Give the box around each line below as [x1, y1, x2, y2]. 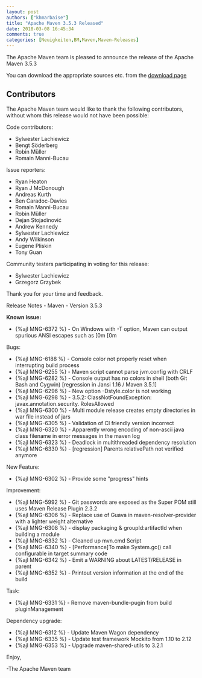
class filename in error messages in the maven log [14, 432, 140, 439]
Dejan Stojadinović [14, 216, 62, 224]
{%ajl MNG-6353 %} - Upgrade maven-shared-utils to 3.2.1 [14, 642, 163, 649]
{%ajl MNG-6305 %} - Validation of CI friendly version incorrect [14, 419, 174, 426]
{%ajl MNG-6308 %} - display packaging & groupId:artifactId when [14, 524, 182, 531]
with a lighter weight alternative [14, 518, 93, 525]
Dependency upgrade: [6, 617, 62, 624]
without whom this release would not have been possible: [6, 111, 150, 119]
